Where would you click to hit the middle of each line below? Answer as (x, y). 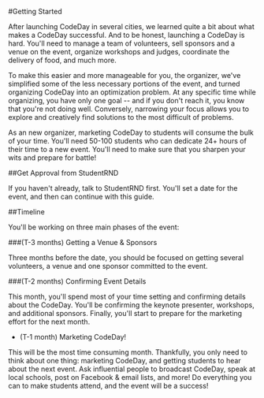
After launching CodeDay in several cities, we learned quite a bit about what (131, 26)
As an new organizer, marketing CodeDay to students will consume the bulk (131, 132)
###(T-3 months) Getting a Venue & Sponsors (83, 242)
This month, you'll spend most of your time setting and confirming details (127, 296)
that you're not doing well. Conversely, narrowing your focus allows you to (129, 109)
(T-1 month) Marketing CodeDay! (73, 337)
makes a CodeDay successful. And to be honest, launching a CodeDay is (126, 35)
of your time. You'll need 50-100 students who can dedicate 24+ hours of (127, 141)
